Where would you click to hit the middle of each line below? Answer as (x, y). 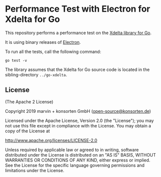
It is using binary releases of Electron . (43, 42)
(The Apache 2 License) (29, 102)
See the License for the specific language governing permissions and (75, 165)
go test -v (16, 60)
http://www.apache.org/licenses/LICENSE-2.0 (51, 140)
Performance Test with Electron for (78, 9)
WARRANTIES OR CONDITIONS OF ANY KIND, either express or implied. (78, 160)
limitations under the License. (35, 170)
